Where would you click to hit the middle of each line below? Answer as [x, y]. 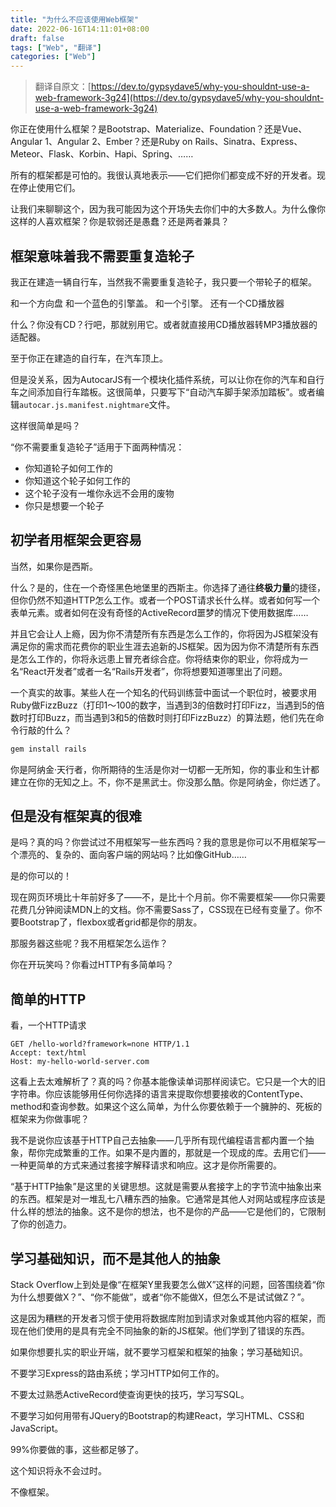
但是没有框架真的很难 [76, 816]
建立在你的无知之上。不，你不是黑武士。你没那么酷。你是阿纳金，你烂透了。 [168, 782]
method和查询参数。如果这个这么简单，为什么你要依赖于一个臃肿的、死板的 [166, 1107]
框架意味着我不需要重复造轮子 [102, 256]
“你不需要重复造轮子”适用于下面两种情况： [97, 447]
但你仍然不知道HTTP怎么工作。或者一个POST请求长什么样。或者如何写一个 [165, 600]
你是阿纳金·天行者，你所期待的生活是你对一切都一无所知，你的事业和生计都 [165, 769]
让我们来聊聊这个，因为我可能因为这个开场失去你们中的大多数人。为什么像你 [168, 209]
